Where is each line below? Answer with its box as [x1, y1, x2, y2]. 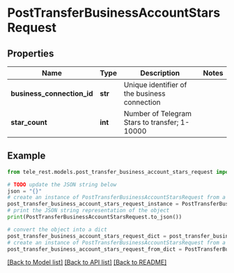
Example [7, 150, 46, 162]
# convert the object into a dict [7, 226, 108, 233]
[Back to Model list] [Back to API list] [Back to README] [7, 258, 167, 267]
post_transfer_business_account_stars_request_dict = [7, 233, 167, 239]
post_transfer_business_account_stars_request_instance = [7, 200, 179, 207]
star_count [10, 117, 47, 127]
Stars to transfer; [123, 117, 179, 127]
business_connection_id [10, 89, 93, 98]
